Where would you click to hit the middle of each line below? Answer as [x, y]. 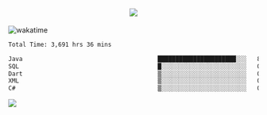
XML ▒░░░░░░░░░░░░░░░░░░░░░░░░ [128, 81]
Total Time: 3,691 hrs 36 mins [60, 44]
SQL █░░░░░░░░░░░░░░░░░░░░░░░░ [128, 66]
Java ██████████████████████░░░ [128, 59]
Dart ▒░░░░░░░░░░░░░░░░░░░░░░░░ [128, 74]
